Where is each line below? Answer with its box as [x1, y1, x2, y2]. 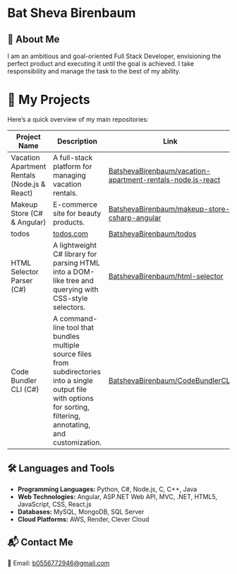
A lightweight [52, 240, 97, 250]
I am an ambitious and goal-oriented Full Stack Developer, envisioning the [7, 52, 221, 60]
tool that [66, 322, 94, 332]
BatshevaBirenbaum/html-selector [108, 271, 224, 281]
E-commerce [52, 200, 97, 209]
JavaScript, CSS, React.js [17, 500, 92, 508]
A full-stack [52, 152, 93, 162]
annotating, [52, 420, 90, 430]
